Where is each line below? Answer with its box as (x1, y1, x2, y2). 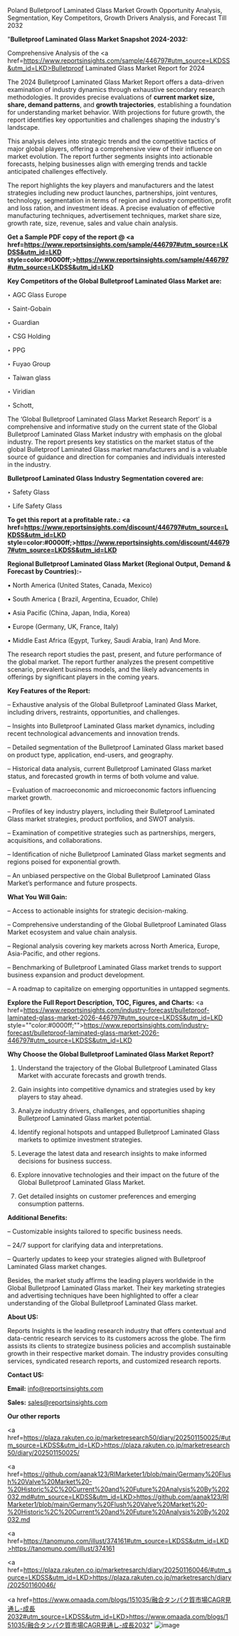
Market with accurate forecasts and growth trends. (17, 1072, 167, 1080)
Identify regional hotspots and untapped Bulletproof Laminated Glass (17, 1128, 220, 1136)
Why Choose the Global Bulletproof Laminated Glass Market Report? (7, 1050, 215, 1058)
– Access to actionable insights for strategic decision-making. (7, 906, 188, 915)
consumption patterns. (17, 1200, 85, 1208)
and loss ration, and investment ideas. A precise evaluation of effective (7, 204, 216, 212)
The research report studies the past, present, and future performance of (7, 650, 222, 658)
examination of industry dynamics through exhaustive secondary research (7, 86, 225, 93)
